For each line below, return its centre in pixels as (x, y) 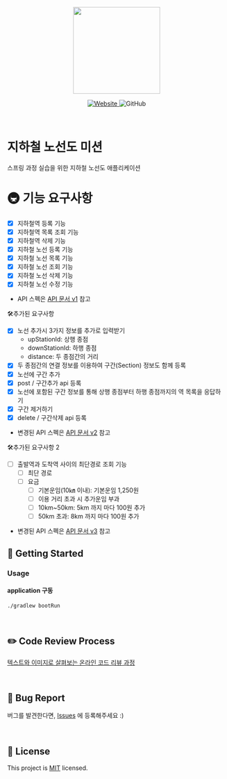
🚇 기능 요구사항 (50, 199)
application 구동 (30, 591)
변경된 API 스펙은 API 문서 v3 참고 (64, 531)
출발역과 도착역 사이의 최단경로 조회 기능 (72, 464)
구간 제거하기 (35, 409)
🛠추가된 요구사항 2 (34, 447)
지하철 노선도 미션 (55, 148)
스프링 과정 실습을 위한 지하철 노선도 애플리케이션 (74, 167)
